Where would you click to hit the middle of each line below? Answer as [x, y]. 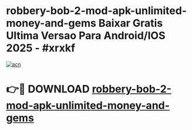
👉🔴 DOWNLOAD [48, 89]
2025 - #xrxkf [41, 48]
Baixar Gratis [131, 23]
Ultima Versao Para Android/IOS [86, 36]
